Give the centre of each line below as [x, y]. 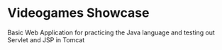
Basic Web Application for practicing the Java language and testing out [111, 32]
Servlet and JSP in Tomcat [46, 39]
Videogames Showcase [78, 13]
